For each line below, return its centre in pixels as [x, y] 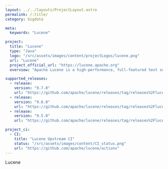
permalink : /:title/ [27, 14]
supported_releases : [27, 79]
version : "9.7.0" [32, 88]
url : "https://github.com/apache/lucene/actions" [67, 148]
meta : [11, 28]
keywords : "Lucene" [30, 33]
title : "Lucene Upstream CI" [44, 139]
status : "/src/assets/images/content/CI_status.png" [70, 143]
